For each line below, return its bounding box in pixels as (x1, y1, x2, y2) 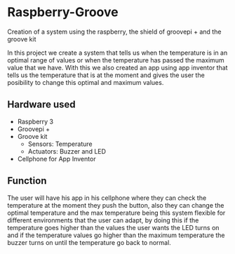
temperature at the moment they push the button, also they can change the (7, 201, 224, 209)
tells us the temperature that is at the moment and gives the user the (7, 71, 205, 79)
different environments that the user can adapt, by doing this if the (7, 215, 199, 225)
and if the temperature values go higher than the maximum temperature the (7, 231, 226, 239)
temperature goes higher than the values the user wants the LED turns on (7, 223, 220, 232)
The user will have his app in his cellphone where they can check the (7, 194, 207, 202)
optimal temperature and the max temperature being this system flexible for (7, 208, 226, 217)
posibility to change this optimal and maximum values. (7, 78, 164, 86)
